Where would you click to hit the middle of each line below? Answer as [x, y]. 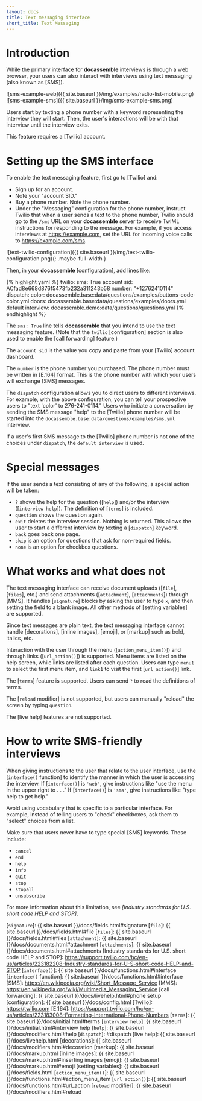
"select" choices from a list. [41, 821]
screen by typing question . [39, 705]
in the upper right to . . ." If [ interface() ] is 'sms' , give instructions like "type [101, 790]
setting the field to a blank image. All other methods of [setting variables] [97, 607]
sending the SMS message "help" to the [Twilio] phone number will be [93, 412]
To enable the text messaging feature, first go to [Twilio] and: [82, 178]
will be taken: [23, 491]
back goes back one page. [47, 534]
